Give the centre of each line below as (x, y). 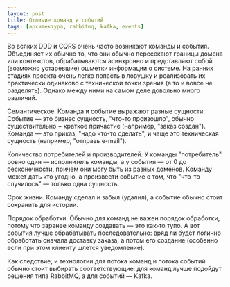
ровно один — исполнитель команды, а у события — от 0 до (97, 162)
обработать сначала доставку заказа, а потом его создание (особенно (113, 240)
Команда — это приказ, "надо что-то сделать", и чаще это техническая (113, 133)
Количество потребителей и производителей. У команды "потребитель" (115, 154)
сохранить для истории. (43, 205)
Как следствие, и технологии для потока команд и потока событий (106, 261)
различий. (22, 98)
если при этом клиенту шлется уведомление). (76, 248)
